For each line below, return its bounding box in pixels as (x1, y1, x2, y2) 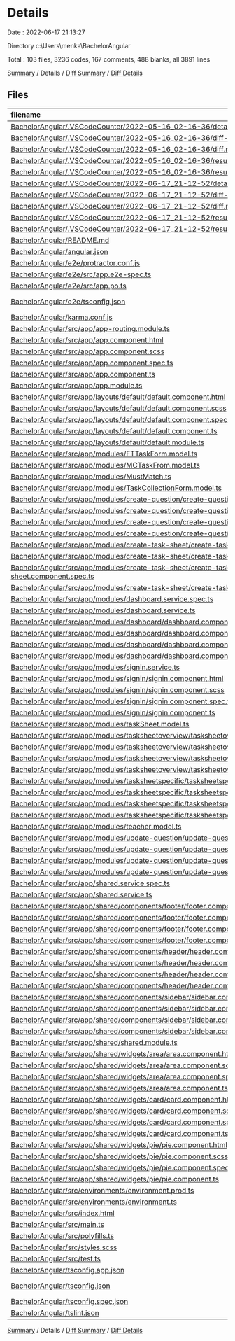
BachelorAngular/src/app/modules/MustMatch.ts (10, 471, 171, 481)
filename (10, 110, 41, 120)
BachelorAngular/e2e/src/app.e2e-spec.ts (10, 269, 152, 279)
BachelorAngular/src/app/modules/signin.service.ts (10, 662, 180, 672)
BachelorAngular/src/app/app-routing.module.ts (10, 323, 170, 333)
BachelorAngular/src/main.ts (10, 1219, 105, 1229)
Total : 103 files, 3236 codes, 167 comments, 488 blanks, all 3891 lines (7, 55, 211, 64)
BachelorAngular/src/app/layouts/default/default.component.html (10, 392, 226, 402)
